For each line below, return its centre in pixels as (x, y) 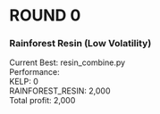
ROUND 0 (45, 16)
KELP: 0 (24, 82)
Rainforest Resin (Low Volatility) (80, 44)
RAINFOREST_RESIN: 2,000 (60, 91)
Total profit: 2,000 (42, 101)
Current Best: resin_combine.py (67, 62)
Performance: (34, 72)
